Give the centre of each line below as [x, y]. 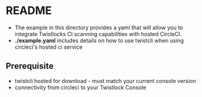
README [29, 11]
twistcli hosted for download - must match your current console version [105, 81]
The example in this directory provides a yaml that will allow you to [99, 27]
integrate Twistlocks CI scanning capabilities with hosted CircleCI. [98, 34]
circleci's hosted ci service [49, 47]
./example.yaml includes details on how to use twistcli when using [99, 40]
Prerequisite [30, 66]
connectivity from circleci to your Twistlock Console [80, 87]
